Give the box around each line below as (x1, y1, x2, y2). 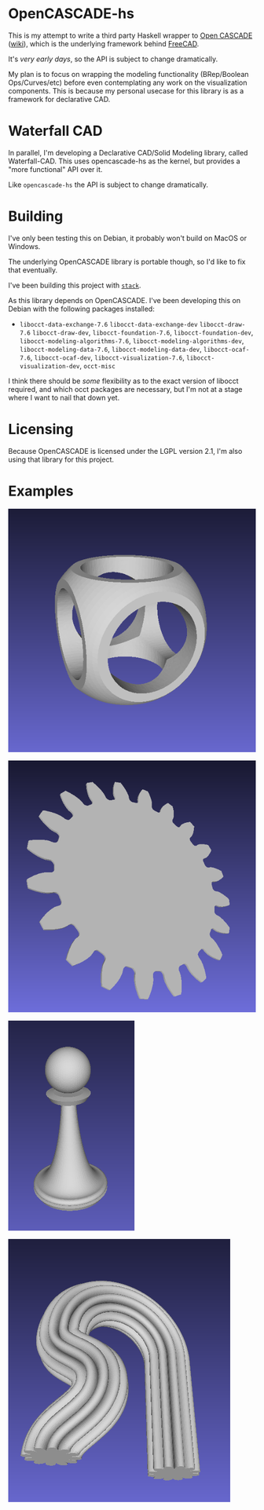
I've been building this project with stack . (8, 280, 141, 290)
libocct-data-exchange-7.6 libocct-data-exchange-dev (19, 320, 198, 328)
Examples (8, 482, 74, 499)
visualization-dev (19, 362, 80, 370)
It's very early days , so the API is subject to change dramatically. (8, 54, 218, 64)
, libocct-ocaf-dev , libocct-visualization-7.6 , (30, 353, 185, 362)
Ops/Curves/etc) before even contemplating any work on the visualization (8, 78, 247, 87)
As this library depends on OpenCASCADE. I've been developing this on (8, 295, 241, 305)
